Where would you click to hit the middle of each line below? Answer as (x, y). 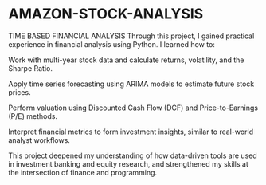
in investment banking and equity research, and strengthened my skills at (128, 163)
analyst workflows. (39, 140)
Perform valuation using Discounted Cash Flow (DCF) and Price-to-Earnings (133, 108)
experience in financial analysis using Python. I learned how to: (111, 44)
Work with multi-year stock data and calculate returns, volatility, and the (126, 60)
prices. (20, 92)
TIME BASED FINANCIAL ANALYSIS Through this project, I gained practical (131, 36)
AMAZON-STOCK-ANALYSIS (106, 14)
